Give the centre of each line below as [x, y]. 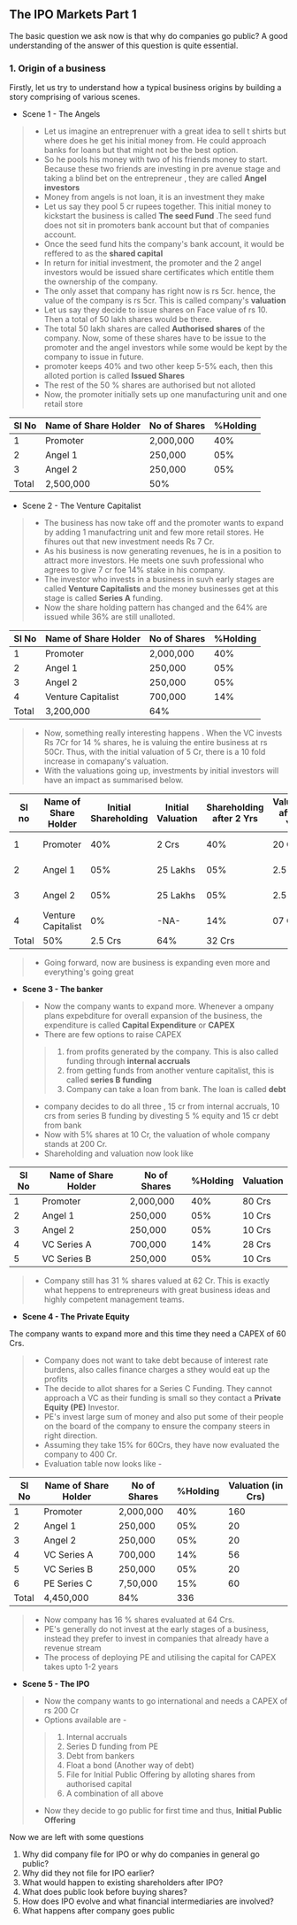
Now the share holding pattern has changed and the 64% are [156, 608]
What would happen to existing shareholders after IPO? [122, 1883]
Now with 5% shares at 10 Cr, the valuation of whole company [157, 1135]
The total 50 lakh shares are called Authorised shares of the [154, 329]
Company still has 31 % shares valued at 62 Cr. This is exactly [156, 1281]
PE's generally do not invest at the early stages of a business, [156, 1629]
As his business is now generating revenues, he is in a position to [163, 551]
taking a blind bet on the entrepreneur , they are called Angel [155, 178]
